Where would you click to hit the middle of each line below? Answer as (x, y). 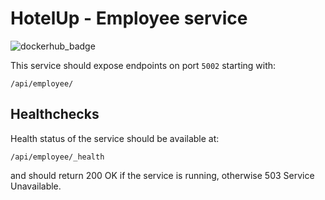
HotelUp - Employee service (129, 18)
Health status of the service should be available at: (115, 138)
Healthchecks (55, 114)
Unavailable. (36, 186)
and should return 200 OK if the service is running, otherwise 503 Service (162, 175)
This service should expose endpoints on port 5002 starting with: (143, 65)
